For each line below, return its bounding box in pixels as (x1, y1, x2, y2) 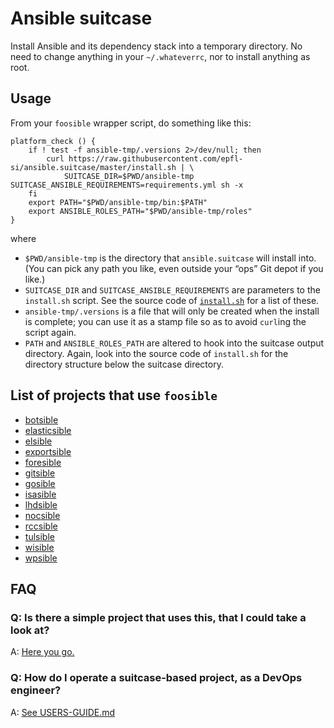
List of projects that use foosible (10, 387, 218, 404)
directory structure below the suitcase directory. (24, 358, 224, 370)
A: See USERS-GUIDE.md (10, 706, 116, 718)
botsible (24, 413, 59, 426)
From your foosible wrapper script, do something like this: (10, 117, 252, 129)
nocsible (24, 509, 61, 521)
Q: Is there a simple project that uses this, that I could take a (10, 610, 307, 624)
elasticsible (24, 424, 72, 436)
